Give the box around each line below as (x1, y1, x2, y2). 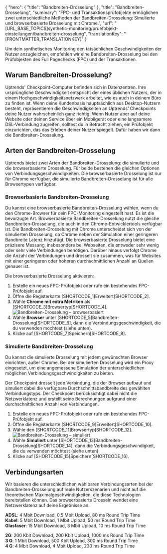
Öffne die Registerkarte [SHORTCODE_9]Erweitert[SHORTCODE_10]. (12, 421, 153, 427)
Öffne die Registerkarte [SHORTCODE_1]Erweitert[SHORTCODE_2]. (12, 293, 151, 299)
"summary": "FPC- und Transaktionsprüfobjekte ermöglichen (32, 9, 159, 15)
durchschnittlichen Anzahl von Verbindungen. (5, 401, 99, 407)
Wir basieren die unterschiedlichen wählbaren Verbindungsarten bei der (5, 481, 154, 487)
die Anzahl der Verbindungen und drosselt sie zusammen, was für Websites (5, 252, 161, 258)
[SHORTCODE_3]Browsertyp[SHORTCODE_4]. (12, 303, 108, 309)
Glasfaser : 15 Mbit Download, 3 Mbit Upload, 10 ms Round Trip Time (5, 522, 146, 529)
